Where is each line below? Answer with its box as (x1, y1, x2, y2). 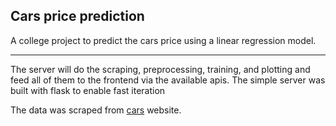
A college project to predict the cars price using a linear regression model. (10, 34, 317, 46)
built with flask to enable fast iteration (10, 84, 166, 96)
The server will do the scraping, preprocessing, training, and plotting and (10, 63, 311, 75)
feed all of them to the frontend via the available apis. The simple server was (10, 74, 326, 86)
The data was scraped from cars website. (10, 104, 182, 116)
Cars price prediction (10, 8, 145, 25)
